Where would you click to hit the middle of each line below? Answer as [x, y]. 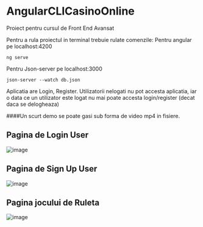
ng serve [17, 57]
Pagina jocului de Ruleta [53, 202]
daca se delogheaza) [33, 104]
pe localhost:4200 [29, 46]
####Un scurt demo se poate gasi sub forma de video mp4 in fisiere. [93, 116]
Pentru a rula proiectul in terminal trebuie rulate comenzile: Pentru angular [99, 40]
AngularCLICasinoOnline [71, 11]
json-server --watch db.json [43, 80]
